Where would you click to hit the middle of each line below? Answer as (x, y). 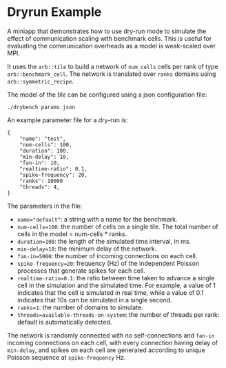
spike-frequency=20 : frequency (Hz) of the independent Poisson (108, 263)
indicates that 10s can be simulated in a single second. (94, 300)
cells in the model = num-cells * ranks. (72, 234)
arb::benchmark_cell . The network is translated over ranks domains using (112, 74)
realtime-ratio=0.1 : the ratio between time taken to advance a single (116, 278)
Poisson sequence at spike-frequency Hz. (66, 357)
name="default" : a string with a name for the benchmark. (97, 219)
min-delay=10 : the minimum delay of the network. (87, 249)
